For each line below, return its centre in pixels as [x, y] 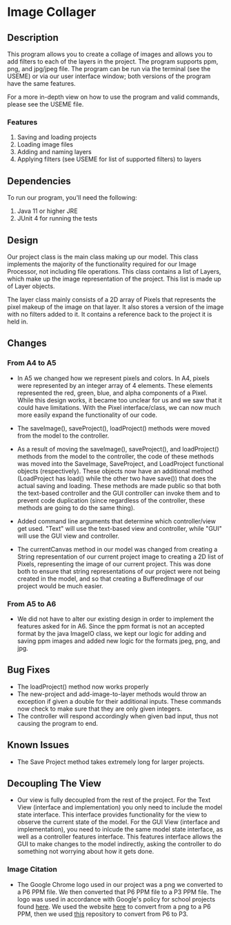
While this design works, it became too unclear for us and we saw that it [120, 400]
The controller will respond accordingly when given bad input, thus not [118, 716]
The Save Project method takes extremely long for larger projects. [111, 762]
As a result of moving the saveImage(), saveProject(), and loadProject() [118, 449]
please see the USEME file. [46, 104]
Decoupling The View [54, 783]
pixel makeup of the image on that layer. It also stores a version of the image [115, 307]
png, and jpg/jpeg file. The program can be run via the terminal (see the [109, 69]
